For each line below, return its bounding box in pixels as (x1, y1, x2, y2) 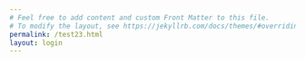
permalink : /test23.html (9, 30, 103, 39)
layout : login (9, 38, 64, 48)
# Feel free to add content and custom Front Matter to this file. (9, 13, 271, 22)
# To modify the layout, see (9, 22, 120, 30)
